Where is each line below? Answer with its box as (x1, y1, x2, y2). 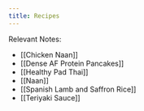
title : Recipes (8, 11, 60, 20)
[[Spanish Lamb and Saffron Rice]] (20, 84, 137, 94)
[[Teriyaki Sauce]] (20, 92, 81, 102)
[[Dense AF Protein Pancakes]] (20, 58, 124, 68)
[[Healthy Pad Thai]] (20, 66, 89, 77)
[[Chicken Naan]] (20, 49, 79, 59)
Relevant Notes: (8, 34, 62, 44)
